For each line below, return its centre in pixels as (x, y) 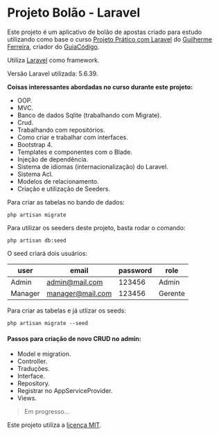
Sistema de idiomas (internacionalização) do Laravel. (93, 166)
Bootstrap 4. (35, 144)
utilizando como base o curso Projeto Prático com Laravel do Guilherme (110, 39)
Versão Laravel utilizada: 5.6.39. (53, 73)
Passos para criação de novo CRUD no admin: (75, 338)
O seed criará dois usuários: (47, 253)
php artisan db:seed (37, 241)
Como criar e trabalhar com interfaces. (72, 137)
